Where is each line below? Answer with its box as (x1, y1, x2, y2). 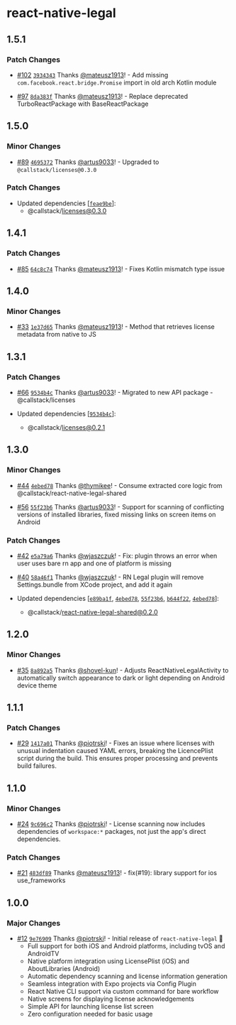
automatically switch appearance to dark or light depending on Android (16, 673, 225, 682)
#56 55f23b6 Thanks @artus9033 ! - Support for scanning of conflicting (16, 502, 225, 511)
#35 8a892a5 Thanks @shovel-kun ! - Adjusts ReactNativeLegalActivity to (16, 666, 229, 674)
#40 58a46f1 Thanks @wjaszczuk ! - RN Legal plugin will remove (16, 573, 204, 581)
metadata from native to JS (16, 330, 96, 339)
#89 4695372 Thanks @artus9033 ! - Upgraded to (16, 158, 159, 166)
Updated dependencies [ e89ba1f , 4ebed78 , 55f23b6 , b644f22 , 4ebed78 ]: (16, 594, 219, 602)
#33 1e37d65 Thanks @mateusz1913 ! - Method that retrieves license (16, 322, 215, 331)
